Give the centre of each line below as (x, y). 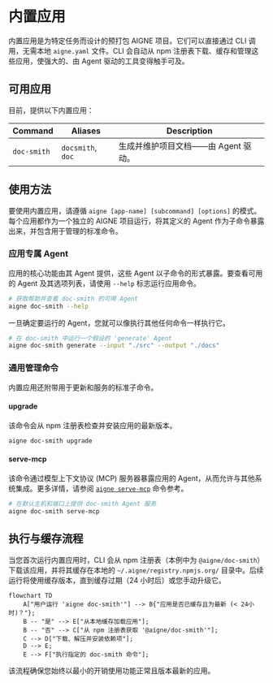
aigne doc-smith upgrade (50, 441)
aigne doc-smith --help (49, 306)
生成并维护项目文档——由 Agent (180, 145)
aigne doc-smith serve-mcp (54, 511)
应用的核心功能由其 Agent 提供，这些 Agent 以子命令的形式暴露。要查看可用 (136, 273)
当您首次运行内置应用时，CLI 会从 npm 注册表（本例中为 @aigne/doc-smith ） (136, 560)
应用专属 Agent (39, 254)
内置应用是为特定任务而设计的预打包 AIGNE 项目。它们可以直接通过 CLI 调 (132, 41)
